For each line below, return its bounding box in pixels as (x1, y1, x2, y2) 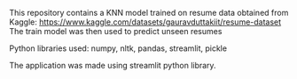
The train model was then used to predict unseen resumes (9, 26, 223, 36)
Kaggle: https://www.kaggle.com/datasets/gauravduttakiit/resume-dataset (9, 17, 282, 27)
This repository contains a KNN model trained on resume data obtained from (9, 8, 289, 18)
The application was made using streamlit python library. (9, 61, 216, 70)
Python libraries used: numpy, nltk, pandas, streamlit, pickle (9, 43, 228, 54)
